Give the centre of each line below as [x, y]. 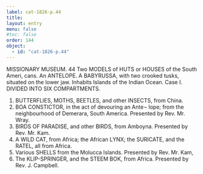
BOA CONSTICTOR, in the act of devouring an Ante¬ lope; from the [99, 107]
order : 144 [20, 40]
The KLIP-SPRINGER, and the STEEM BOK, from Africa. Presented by [102, 159]
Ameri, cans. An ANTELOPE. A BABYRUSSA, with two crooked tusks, [93, 75]
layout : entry [24, 23]
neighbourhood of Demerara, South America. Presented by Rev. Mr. [100, 113]
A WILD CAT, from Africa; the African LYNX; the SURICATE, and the [100, 139]
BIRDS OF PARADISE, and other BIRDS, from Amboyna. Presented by [101, 126]
